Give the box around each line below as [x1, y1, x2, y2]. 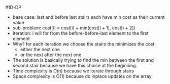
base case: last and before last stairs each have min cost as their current [12, 14, 165, 20]
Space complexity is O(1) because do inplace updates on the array [12, 73, 152, 79]
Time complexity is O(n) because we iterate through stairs [12, 68, 134, 74]
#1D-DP [5, 5, 22, 10]
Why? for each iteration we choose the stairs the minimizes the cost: [12, 41, 156, 47]
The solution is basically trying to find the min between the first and [12, 57, 154, 63]
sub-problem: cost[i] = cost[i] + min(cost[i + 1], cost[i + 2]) [12, 25, 135, 31]
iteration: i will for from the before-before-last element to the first [12, 30, 149, 36]
